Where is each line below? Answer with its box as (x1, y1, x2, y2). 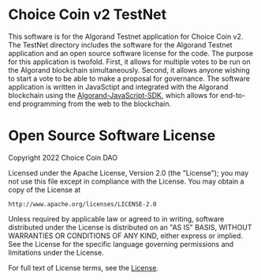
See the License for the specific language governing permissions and (8, 239, 234, 248)
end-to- (220, 90, 246, 100)
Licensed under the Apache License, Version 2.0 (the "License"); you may (8, 168, 249, 177)
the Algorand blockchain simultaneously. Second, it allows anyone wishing (8, 65, 250, 74)
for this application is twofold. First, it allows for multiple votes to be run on (8, 57, 251, 66)
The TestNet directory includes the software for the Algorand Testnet (8, 40, 233, 49)
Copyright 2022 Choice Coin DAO (8, 153, 118, 162)
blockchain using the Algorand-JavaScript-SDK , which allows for (8, 90, 219, 100)
